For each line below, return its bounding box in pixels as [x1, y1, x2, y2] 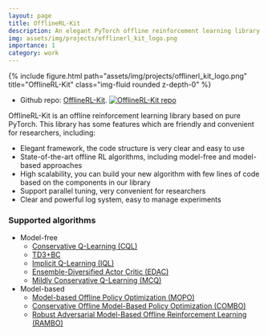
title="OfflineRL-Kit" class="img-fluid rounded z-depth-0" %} [8, 80, 212, 89]
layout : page [8, 11, 52, 20]
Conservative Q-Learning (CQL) [31, 242, 138, 251]
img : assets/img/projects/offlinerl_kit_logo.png [8, 34, 178, 43]
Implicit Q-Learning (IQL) [31, 259, 115, 268]
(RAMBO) [31, 318, 63, 328]
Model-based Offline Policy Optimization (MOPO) [31, 292, 195, 302]
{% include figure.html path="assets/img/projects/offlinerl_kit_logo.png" [8, 71, 247, 80]
